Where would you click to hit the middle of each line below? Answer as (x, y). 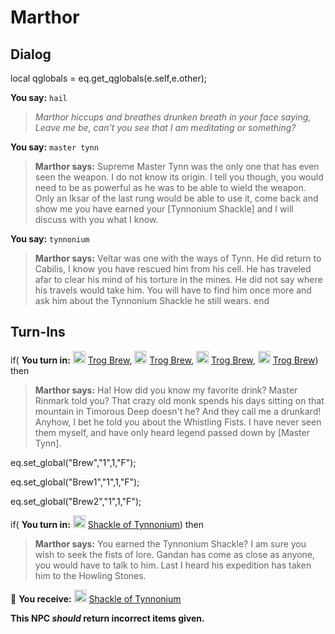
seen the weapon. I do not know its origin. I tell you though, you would (179, 177)
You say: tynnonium (50, 239)
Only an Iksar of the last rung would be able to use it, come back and (176, 198)
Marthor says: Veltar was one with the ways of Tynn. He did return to (178, 258)
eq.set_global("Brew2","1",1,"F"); (76, 501)
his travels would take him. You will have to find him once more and (173, 290)
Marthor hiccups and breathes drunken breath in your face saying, (173, 117)
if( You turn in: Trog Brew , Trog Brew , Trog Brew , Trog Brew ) (164, 360)
